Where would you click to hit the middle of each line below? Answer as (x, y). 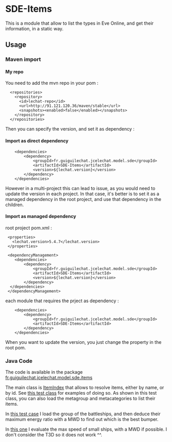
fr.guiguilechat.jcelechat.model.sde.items (49, 378)
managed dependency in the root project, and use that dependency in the (83, 199)
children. (15, 205)
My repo (15, 71)
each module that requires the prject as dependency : (62, 301)
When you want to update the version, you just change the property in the (83, 342)
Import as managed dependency (41, 216)
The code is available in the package (44, 372)
